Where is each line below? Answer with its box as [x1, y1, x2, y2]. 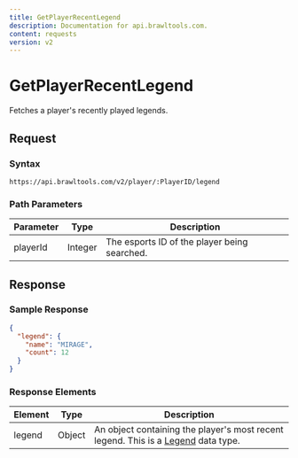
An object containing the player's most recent [94, 423, 284, 436]
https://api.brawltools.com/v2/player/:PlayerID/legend [9, 177, 220, 186]
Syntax [9, 157, 41, 169]
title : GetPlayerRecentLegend [9, 12, 122, 22]
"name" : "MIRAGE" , [25, 340, 93, 349]
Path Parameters [9, 198, 82, 210]
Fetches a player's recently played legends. [9, 105, 169, 116]
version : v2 [9, 37, 53, 47]
